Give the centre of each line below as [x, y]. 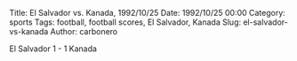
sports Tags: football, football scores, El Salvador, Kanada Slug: [125, 22]
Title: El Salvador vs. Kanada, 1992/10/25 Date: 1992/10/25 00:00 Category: [148, 13]
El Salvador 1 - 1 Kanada [53, 49]
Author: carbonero [84, 31]
